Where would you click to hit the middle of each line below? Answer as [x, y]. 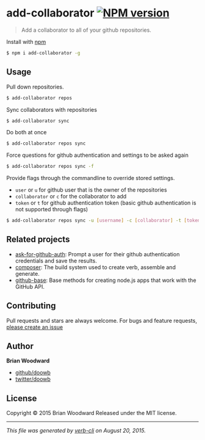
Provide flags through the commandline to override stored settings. [91, 178]
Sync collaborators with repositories [52, 109]
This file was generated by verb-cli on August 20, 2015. [76, 431]
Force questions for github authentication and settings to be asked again [98, 155]
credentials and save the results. [56, 261]
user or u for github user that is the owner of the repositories [91, 190]
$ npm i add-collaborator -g [43, 53]
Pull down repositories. [35, 87]
